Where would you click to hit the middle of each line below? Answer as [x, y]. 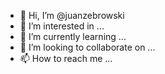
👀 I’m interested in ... [62, 26]
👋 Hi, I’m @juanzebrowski [72, 15]
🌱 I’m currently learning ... [73, 36]
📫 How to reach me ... [66, 58]
